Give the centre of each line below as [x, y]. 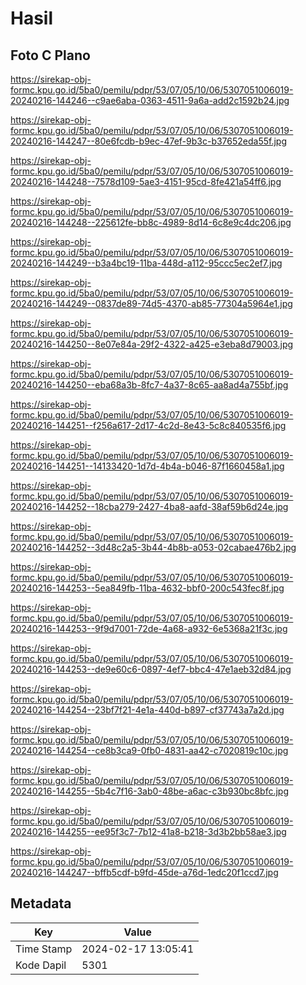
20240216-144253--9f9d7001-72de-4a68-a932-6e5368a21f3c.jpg [149, 628]
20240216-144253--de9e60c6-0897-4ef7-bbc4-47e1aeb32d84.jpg [151, 669]
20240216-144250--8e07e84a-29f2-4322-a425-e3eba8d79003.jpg [152, 344]
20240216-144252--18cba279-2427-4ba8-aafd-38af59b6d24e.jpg [149, 506]
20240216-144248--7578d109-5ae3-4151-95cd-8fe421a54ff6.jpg [146, 181]
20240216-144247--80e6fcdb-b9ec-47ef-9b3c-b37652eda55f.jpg [149, 141]
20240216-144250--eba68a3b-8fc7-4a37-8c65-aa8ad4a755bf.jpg [149, 385]
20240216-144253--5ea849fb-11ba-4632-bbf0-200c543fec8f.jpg [147, 588]
